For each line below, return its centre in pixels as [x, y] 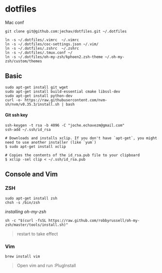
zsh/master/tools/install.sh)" [37, 225]
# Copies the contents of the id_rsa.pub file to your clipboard [72, 155]
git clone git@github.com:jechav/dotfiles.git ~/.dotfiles [66, 31]
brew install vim [23, 256]
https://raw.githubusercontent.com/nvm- [66, 100]
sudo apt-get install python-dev [39, 96]
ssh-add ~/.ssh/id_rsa [28, 129]
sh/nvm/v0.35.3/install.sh [32, 104]
